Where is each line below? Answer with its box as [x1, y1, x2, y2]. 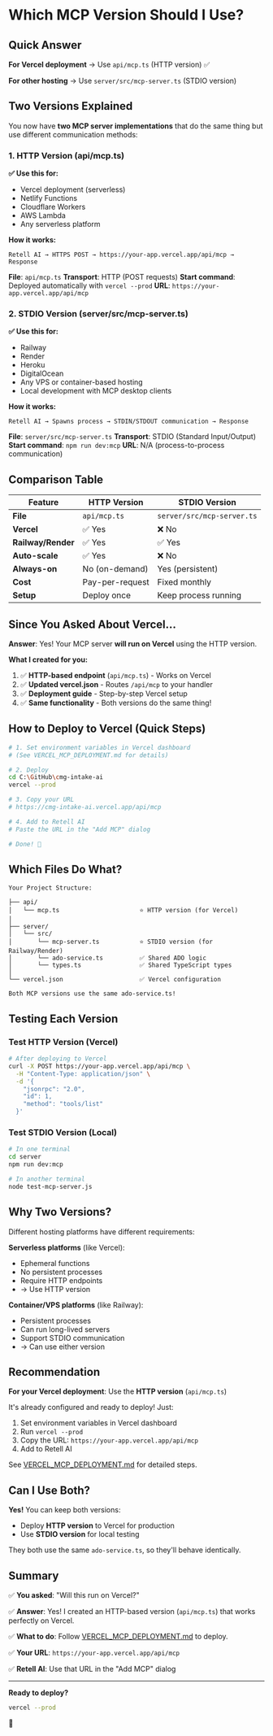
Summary [8, 1568, 59, 1582]
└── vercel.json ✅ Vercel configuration [8, 976, 222, 984]
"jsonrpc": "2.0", [23, 1085, 85, 1093]
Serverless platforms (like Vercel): [8, 1242, 125, 1252]
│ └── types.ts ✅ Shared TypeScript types [8, 961, 232, 969]
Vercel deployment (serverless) [19, 185, 126, 194]
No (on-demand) [82, 563, 149, 575]
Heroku [19, 360, 45, 370]
